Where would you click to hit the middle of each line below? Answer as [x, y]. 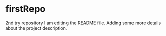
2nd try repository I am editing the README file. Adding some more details [83, 23]
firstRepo [25, 9]
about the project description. [36, 28]
